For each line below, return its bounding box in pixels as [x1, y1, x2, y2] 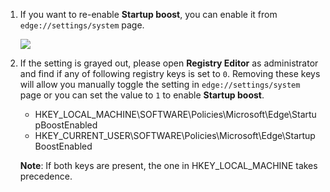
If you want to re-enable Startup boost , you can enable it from [19, 9, 278, 20]
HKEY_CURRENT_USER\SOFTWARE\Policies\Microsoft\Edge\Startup [34, 130, 316, 141]
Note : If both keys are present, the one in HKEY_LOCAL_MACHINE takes [19, 160, 318, 171]
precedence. [19, 170, 73, 182]
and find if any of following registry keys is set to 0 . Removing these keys [19, 68, 321, 79]
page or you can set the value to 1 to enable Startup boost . [19, 89, 265, 101]
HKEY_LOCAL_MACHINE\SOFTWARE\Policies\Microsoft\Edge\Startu [34, 109, 317, 120]
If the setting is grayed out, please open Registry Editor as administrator [19, 57, 319, 69]
